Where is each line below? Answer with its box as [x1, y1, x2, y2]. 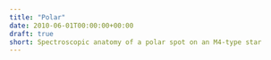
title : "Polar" [9, 12, 66, 22]
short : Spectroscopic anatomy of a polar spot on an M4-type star [9, 37, 262, 47]
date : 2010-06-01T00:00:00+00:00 [9, 21, 134, 30]
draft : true [9, 29, 54, 38]
